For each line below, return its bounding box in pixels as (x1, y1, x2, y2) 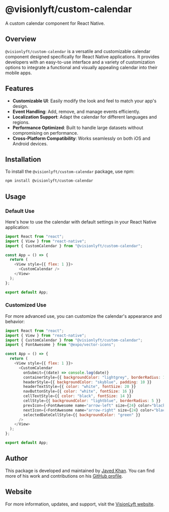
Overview (5, 35, 37, 43)
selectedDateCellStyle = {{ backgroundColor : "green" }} (23, 412, 141, 417)
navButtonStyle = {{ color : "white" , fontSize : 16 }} (23, 389, 134, 394)
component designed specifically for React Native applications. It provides (5, 53, 159, 60)
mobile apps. (5, 70, 32, 76)
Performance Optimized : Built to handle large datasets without (12, 125, 143, 131)
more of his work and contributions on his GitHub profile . (5, 473, 123, 479)
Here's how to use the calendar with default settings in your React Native (5, 218, 157, 225)
